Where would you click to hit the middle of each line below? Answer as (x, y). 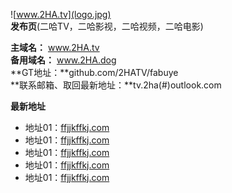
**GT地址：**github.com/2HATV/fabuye (94, 72)
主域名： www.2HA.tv (55, 47)
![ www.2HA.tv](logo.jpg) (61, 14)
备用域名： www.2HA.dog (63, 60)
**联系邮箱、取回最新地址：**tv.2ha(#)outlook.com (116, 85)
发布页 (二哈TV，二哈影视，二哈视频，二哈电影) (107, 26)
